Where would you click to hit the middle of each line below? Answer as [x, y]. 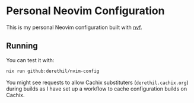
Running [22, 46]
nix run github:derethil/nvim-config [53, 71]
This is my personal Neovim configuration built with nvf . [74, 27]
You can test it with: [30, 60]
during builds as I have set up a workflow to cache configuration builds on [97, 88]
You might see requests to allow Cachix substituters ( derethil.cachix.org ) [97, 82]
